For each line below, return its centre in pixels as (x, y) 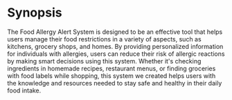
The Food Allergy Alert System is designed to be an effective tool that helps (115, 32)
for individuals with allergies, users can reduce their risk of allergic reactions (116, 54)
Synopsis (35, 13)
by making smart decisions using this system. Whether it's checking (104, 61)
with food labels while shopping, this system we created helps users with (111, 76)
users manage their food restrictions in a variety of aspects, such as (105, 39)
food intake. (24, 90)
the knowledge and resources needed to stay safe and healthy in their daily (115, 83)
